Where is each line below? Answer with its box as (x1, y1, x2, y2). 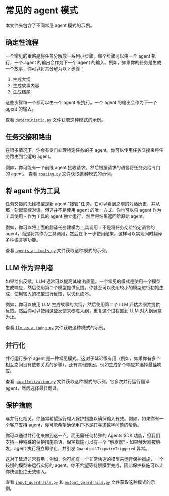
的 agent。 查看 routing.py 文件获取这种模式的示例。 (5, 170, 115, 177)
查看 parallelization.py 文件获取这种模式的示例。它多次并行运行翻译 (5, 379, 150, 384)
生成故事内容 (12, 82, 39, 88)
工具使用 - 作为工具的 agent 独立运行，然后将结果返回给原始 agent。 (5, 213, 147, 219)
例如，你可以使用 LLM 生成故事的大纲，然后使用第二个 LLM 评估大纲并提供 (5, 301, 160, 308)
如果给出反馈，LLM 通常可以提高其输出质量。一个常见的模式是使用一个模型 (5, 278, 161, 284)
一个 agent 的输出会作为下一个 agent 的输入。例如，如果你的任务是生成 (14, 59, 162, 65)
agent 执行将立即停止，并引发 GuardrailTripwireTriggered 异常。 (14, 445, 150, 451)
